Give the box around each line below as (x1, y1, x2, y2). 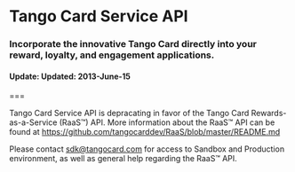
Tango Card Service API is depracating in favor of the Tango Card (9, 108, 250, 119)
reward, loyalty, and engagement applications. (9, 49, 215, 61)
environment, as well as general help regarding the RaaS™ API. (9, 153, 237, 164)
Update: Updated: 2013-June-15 (9, 71, 132, 82)
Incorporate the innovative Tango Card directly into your (9, 38, 258, 51)
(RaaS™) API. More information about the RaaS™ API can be (59, 117, 275, 128)
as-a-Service (9, 117, 58, 128)
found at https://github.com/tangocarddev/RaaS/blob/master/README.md (9, 127, 281, 137)
